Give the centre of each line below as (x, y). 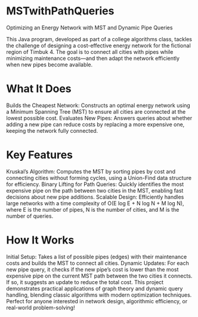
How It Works (40, 240)
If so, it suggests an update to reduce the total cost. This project (85, 282)
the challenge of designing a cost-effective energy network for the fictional (98, 45)
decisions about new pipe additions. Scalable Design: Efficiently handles (95, 197)
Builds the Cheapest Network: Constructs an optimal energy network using (98, 105)
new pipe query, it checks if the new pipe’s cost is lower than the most (92, 269)
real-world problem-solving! (41, 307)
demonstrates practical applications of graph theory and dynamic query (95, 288)
